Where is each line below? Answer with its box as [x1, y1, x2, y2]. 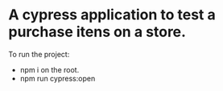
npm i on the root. [19, 64, 80, 74]
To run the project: [8, 49, 70, 59]
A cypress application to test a [8, 6, 216, 24]
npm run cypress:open [19, 73, 96, 83]
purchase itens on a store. [8, 23, 187, 41]
